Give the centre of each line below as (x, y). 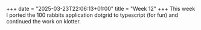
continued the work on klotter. (44, 21)
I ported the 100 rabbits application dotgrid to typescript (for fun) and (92, 15)
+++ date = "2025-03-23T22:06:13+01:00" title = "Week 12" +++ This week (101, 9)
